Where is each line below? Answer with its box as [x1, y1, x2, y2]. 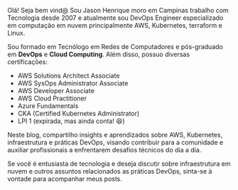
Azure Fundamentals [17, 102, 79, 110]
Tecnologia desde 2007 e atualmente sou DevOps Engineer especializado [7, 14, 224, 22]
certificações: [7, 58, 48, 66]
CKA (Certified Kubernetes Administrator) [17, 110, 140, 117]
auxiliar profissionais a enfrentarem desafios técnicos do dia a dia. [7, 146, 202, 154]
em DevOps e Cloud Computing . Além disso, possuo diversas [7, 50, 190, 58]
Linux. [7, 28, 26, 37]
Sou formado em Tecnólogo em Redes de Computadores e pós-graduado [7, 43, 224, 51]
